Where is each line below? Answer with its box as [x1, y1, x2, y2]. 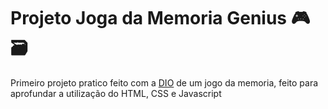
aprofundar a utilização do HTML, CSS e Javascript [10, 87, 222, 99]
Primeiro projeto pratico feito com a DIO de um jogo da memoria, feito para [10, 76, 319, 89]
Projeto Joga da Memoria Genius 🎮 [10, 7, 311, 30]
